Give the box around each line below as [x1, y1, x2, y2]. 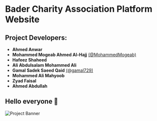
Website [5, 14, 40, 25]
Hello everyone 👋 [5, 97, 58, 106]
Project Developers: [5, 33, 67, 42]
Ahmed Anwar [12, 47, 43, 52]
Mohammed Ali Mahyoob [12, 73, 65, 78]
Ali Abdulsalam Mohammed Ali [12, 62, 77, 68]
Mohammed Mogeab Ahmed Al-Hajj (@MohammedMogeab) [12, 52, 136, 58]
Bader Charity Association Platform [5, 3, 153, 15]
